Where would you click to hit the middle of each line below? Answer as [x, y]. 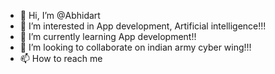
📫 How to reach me [61, 58]
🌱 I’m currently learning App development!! [108, 36]
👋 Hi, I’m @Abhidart [60, 15]
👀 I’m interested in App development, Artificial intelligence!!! [143, 26]
